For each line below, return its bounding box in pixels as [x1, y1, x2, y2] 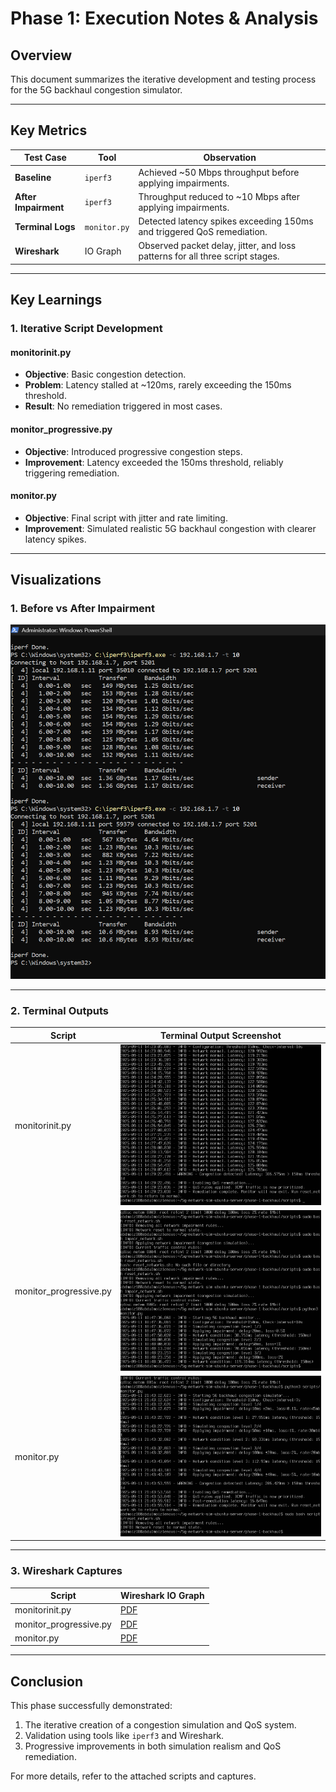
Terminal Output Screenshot [160, 1029, 282, 1041]
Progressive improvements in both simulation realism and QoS [24, 1740, 282, 1752]
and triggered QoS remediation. [138, 226, 268, 238]
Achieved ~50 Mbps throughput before [138, 166, 300, 178]
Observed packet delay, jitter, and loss [138, 240, 297, 252]
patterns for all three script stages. [138, 250, 280, 262]
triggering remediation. [24, 467, 120, 479]
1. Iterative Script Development [10, 322, 163, 336]
